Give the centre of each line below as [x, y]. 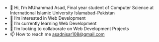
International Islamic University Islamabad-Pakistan [62, 13]
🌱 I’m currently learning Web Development [53, 23]
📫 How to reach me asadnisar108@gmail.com [57, 34]
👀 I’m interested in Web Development [48, 18]
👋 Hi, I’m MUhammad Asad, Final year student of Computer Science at [82, 8]
